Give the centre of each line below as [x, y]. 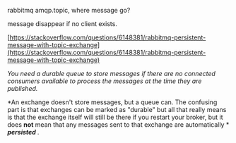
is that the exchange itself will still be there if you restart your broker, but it [116, 117]
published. [23, 88]
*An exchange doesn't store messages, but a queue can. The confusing [112, 102]
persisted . [24, 132]
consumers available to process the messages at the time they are [105, 81]
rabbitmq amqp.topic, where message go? [69, 10]
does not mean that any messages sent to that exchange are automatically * [118, 125]
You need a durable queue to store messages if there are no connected [111, 74]
